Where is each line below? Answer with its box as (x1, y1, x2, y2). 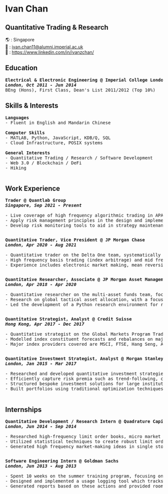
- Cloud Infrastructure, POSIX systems (5, 140, 103, 146)
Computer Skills (5, 130, 45, 136)
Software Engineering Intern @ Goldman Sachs (5, 458, 119, 464)
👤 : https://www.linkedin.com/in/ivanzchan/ (5, 49, 94, 55)
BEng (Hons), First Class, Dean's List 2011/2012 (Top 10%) (5, 87, 156, 93)
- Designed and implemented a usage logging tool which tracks (5, 478, 163, 484)
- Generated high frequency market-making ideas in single (5, 444, 153, 450)
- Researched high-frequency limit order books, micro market (5, 434, 161, 440)
